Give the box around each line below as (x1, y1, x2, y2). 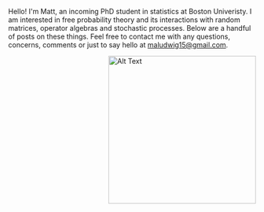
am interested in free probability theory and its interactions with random (8, 15, 241, 24)
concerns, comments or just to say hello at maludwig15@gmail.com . (8, 40, 229, 50)
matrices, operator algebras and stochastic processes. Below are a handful (8, 24, 251, 32)
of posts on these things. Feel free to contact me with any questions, (8, 32, 230, 41)
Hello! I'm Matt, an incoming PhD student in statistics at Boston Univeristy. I (8, 7, 252, 16)
